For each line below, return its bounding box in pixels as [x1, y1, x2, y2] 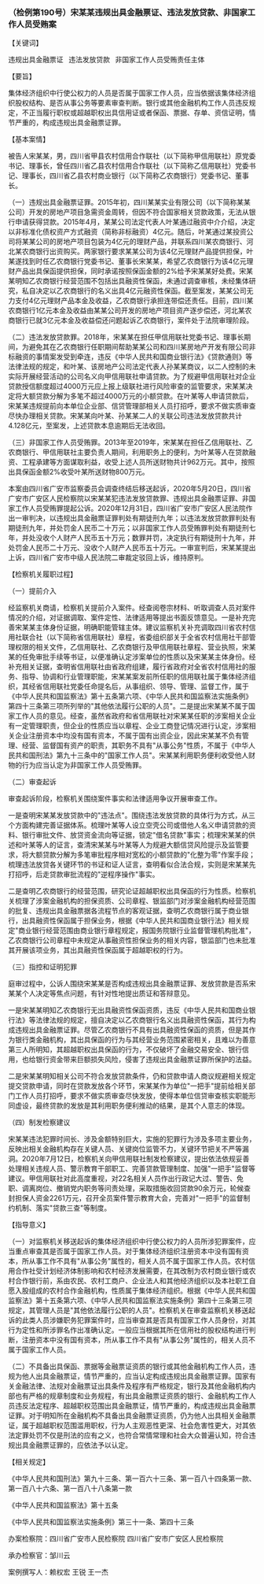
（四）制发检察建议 [8, 1118, 71, 1127]
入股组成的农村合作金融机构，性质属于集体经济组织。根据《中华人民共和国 [14, 1286, 256, 1296]
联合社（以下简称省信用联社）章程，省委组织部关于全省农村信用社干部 [21, 632, 249, 642]
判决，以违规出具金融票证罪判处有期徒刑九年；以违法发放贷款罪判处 [28, 513, 249, 523]
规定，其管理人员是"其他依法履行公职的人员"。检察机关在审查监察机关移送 [8, 1305, 249, 1316]
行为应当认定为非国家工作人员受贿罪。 [21, 761, 146, 770]
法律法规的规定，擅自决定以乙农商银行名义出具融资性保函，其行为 [35, 1016, 249, 1025]
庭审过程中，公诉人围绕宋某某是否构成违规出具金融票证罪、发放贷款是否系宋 [8, 979, 256, 989]
